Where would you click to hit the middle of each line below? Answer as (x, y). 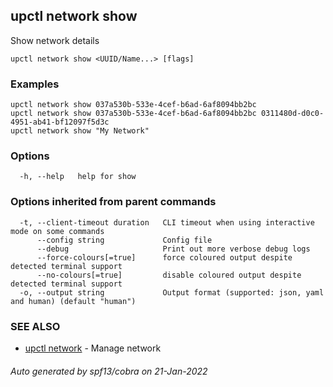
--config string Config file (124, 240)
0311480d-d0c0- (292, 114)
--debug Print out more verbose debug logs (173, 249)
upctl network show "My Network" (80, 131)
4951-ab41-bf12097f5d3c (60, 122)
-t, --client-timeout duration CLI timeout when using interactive (167, 222)
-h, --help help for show (78, 177)
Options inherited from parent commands (113, 202)
